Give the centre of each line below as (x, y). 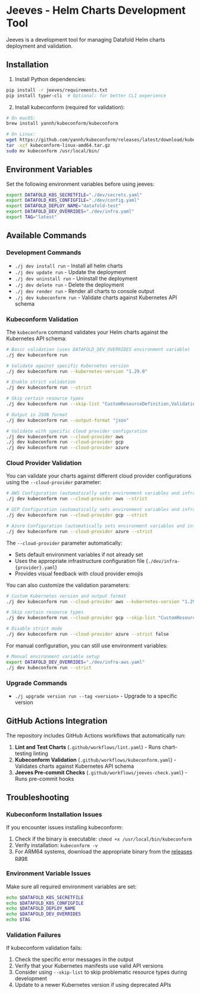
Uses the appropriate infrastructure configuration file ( (81, 561)
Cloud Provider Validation (44, 463)
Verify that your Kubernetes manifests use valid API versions (89, 966)
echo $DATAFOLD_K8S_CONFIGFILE (45, 903)
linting (41, 753)
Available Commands (46, 236)
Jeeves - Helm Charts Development (96, 10)
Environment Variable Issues (49, 873)
